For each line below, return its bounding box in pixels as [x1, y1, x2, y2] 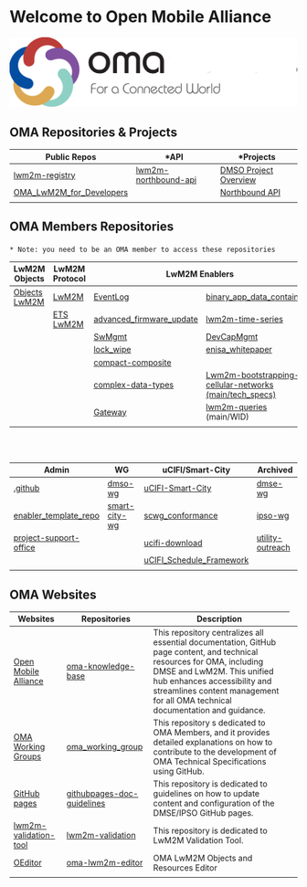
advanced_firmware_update [93, 313, 198, 325]
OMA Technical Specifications [153, 755, 267, 766]
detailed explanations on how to [153, 736, 273, 747]
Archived [257, 464, 293, 476]
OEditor [13, 857, 43, 869]
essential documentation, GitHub [153, 637, 277, 648]
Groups [13, 751, 42, 762]
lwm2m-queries [205, 402, 268, 413]
